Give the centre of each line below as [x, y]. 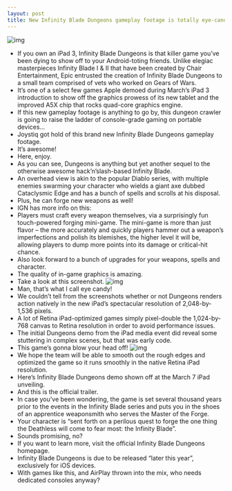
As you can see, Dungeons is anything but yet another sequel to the [114, 163]
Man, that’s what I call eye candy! [65, 289]
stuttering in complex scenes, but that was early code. [95, 340]
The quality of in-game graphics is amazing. [80, 274]
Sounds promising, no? [50, 436]
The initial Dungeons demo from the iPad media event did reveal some [117, 332]
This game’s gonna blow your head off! [72, 348]
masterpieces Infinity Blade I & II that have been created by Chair [109, 68]
